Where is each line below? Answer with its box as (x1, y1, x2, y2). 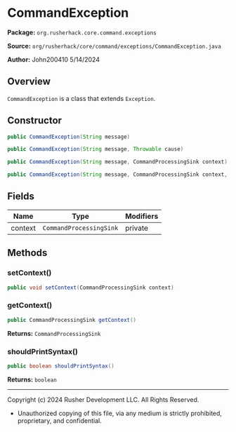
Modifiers (125, 211, 159, 221)
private (125, 223, 149, 233)
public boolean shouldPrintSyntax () (7, 363, 114, 370)
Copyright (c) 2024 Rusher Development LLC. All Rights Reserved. (7, 395, 199, 404)
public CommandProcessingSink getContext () (7, 316, 137, 323)
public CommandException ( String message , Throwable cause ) (7, 146, 184, 153)
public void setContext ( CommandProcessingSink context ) (7, 284, 174, 291)
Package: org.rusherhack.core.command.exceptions (7, 28, 157, 36)
